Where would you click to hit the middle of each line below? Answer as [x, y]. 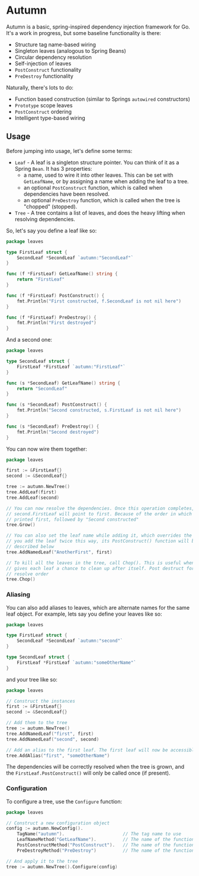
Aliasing [18, 595]
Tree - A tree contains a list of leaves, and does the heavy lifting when [100, 213]
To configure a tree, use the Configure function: [64, 801]
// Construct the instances [41, 701]
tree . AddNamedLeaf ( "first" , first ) [50, 734]
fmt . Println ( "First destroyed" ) [57, 323]
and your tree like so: [32, 679]
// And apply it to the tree [42, 861]
